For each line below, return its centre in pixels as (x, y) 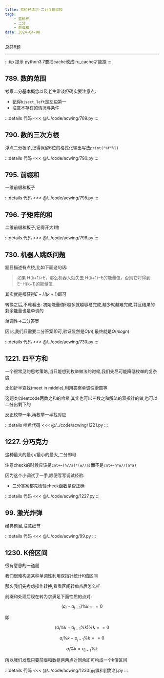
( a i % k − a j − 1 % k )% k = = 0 (82, 628)
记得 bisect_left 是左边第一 (39, 102)
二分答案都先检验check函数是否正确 (48, 486)
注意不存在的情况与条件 (36, 107)
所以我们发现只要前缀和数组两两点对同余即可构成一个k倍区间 (66, 660)
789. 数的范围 (26, 79)
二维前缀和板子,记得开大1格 (32, 227)
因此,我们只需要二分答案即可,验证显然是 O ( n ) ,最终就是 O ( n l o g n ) (67, 331)
